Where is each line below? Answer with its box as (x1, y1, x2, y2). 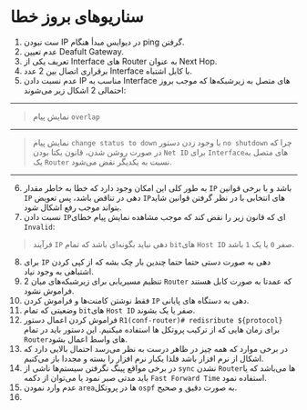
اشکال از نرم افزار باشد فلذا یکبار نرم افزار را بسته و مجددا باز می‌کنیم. (23, 353, 264, 364)
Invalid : (23, 221, 56, 232)
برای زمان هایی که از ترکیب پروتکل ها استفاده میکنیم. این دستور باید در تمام (23, 324, 281, 335)
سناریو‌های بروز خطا (10, 6, 144, 27)
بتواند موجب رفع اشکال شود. (23, 202, 122, 213)
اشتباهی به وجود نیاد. (23, 265, 94, 276)
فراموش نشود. (23, 285, 75, 296)
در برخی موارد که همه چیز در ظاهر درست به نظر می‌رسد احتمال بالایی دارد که (23, 343, 288, 354)
